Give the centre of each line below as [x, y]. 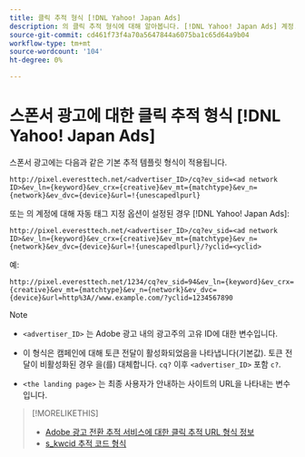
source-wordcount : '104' [56, 52]
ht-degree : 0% [36, 60]
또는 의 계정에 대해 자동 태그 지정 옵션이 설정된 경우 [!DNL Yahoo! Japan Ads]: [150, 213]
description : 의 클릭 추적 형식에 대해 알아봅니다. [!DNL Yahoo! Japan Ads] [143, 26]
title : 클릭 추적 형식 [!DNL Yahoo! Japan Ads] [95, 18]
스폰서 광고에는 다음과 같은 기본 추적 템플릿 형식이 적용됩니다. [118, 162]
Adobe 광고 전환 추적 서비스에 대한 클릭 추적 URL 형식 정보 [150, 432]
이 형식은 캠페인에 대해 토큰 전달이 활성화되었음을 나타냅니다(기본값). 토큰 [152, 352]
